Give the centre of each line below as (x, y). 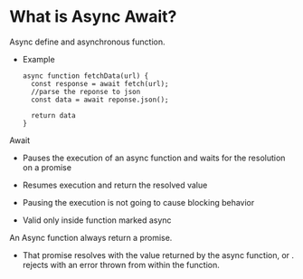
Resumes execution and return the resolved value (115, 185)
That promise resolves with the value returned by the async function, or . (158, 255)
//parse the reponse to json (86, 91)
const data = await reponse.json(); (100, 100)
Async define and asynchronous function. (87, 42)
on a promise (47, 167)
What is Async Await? (93, 17)
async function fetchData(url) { (85, 76)
